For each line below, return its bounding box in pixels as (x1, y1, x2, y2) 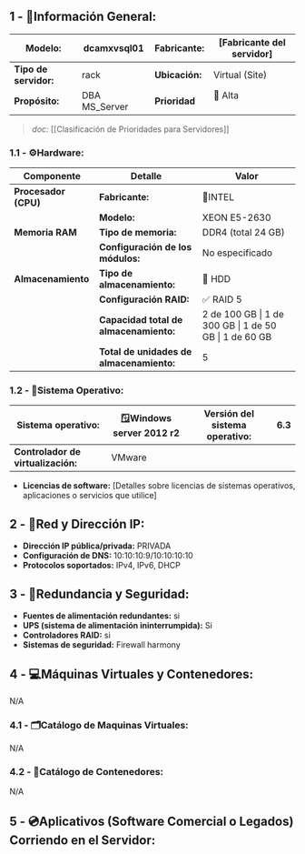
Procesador (14, 186, 65, 198)
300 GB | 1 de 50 (202, 319, 277, 332)
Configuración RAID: (98, 293, 190, 306)
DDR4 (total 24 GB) (202, 226, 285, 239)
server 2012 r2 (113, 427, 180, 439)
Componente (23, 170, 82, 183)
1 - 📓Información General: (9, 9, 157, 25)
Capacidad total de (98, 314, 183, 327)
